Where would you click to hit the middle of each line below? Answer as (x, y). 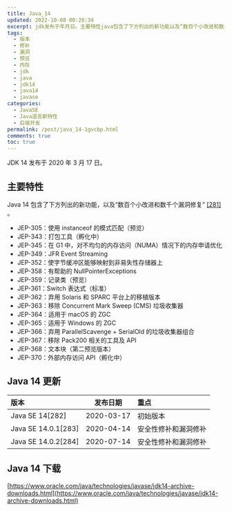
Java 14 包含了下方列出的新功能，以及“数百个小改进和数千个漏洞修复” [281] (114, 204)
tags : (15, 33)
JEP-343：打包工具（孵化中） (60, 236)
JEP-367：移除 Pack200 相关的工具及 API (77, 340)
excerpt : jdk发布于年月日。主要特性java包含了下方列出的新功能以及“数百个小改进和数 (116, 26)
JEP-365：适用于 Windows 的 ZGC (67, 323)
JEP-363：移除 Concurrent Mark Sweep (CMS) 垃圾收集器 (100, 306)
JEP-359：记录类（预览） (54, 279)
